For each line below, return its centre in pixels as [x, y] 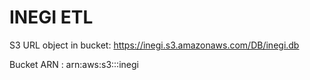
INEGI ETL [51, 17]
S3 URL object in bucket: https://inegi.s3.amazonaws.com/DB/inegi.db [154, 45]
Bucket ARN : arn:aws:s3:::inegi [74, 64]
